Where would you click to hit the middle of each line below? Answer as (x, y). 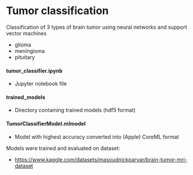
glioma (23, 45)
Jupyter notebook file (41, 84)
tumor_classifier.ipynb (34, 70)
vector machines (26, 33)
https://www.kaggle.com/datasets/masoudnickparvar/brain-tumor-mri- (101, 159)
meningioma (30, 51)
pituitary (25, 57)
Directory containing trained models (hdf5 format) (75, 110)
